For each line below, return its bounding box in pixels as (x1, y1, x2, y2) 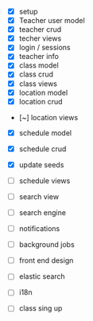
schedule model (18, 127, 72, 138)
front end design (18, 256, 74, 265)
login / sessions (18, 43, 71, 53)
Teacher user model (18, 16, 85, 25)
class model (18, 61, 59, 70)
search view (18, 191, 60, 202)
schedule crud (18, 143, 67, 154)
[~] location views (18, 112, 79, 122)
